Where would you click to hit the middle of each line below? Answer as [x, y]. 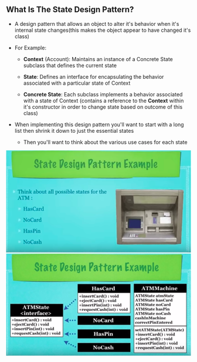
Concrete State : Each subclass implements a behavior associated [103, 94]
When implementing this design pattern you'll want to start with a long [99, 124]
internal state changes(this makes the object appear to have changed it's [103, 30]
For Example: [30, 48]
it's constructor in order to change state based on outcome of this [103, 107]
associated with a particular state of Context [77, 83]
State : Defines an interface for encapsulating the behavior [94, 76]
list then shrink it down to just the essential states [74, 130]
